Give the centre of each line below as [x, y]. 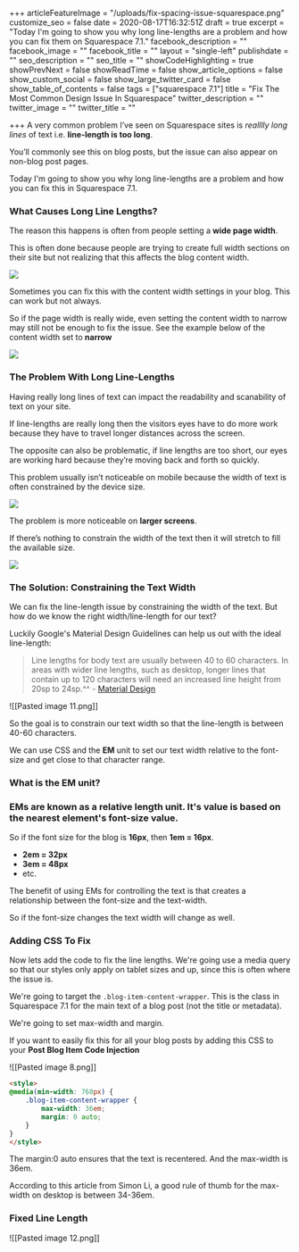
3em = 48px [45, 864]
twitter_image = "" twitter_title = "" [73, 108]
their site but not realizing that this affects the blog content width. [129, 257]
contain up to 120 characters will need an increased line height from [156, 679]
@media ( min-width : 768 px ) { [62, 1092]
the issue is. [31, 979]
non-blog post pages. [49, 161]
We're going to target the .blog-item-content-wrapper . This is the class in [144, 997]
